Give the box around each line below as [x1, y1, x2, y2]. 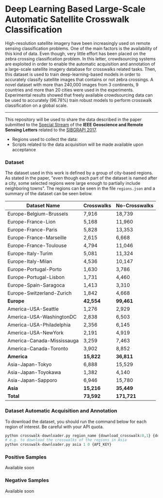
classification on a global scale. [5, 102, 68, 108]
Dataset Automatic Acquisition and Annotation [5, 407, 117, 414]
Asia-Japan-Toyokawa [7, 369, 62, 376]
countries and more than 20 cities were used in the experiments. [5, 87, 134, 93]
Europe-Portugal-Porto [7, 266, 62, 273]
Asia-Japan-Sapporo [7, 377, 57, 384]
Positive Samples [5, 454, 47, 460]
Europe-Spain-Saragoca [7, 282, 65, 289]
